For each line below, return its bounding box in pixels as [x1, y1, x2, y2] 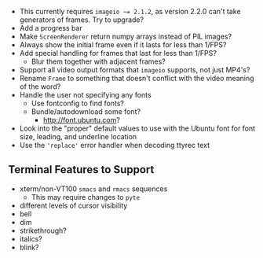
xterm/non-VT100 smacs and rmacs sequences [19, 184, 168, 193]
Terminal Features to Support [8, 163, 155, 176]
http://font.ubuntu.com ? [42, 116, 120, 124]
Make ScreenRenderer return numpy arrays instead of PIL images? [19, 31, 232, 41]
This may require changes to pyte [31, 192, 140, 201]
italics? [19, 234, 43, 243]
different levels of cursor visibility [19, 201, 128, 210]
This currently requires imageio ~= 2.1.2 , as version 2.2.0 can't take [19, 7, 241, 16]
